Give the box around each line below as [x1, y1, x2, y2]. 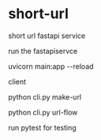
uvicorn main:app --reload [8, 61, 94, 71]
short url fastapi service [8, 31, 86, 40]
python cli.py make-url [8, 92, 82, 101]
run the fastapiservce [8, 46, 78, 55]
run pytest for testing [8, 123, 77, 132]
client [8, 77, 26, 86]
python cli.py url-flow [8, 108, 78, 117]
